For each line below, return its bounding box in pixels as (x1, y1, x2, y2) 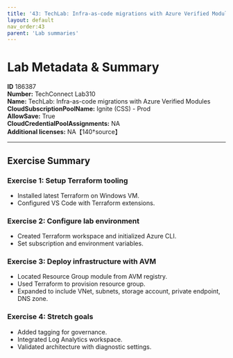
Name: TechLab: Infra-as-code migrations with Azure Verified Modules (7, 97, 211, 106)
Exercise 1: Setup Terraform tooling (7, 175, 128, 185)
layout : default (7, 17, 54, 24)
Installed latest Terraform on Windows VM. (17, 191, 140, 200)
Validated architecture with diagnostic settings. (17, 342, 152, 351)
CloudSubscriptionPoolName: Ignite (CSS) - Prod (7, 105, 151, 113)
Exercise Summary (7, 154, 91, 167)
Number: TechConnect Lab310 (7, 90, 96, 98)
